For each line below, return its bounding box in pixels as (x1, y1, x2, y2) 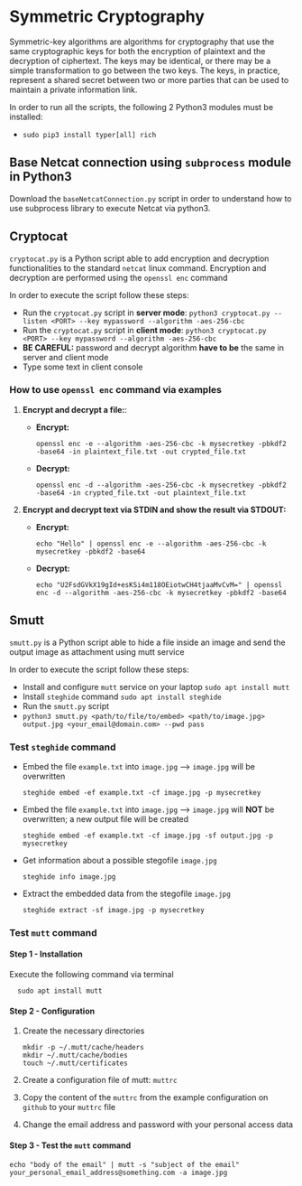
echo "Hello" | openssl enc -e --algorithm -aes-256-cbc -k (35, 539, 267, 548)
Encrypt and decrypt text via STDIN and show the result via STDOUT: (22, 504, 287, 515)
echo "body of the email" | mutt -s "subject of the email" (9, 1160, 241, 1169)
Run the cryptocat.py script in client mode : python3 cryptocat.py (22, 324, 268, 335)
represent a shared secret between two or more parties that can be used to (9, 74, 289, 85)
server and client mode (22, 351, 109, 362)
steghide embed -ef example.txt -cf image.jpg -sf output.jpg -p (22, 831, 273, 840)
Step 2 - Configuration (9, 1005, 96, 1016)
